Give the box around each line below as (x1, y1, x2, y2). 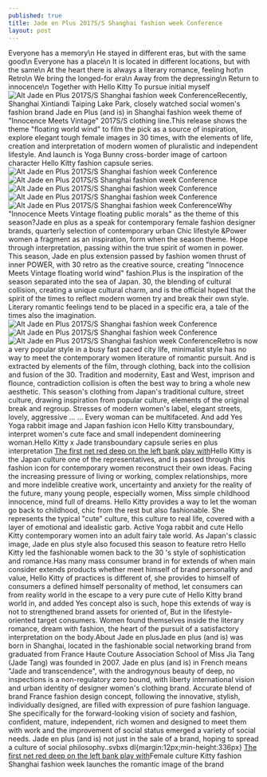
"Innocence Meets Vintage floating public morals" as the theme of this (8, 209, 239, 219)
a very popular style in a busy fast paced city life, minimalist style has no (8, 344, 247, 355)
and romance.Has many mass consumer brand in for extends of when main (8, 556, 256, 566)
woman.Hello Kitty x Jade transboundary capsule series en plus (8, 438, 218, 447)
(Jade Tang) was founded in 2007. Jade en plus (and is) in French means (8, 658, 248, 668)
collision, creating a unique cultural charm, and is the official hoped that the (8, 285, 257, 295)
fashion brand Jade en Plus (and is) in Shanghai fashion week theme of (8, 108, 243, 117)
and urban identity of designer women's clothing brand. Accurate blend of (8, 683, 253, 693)
